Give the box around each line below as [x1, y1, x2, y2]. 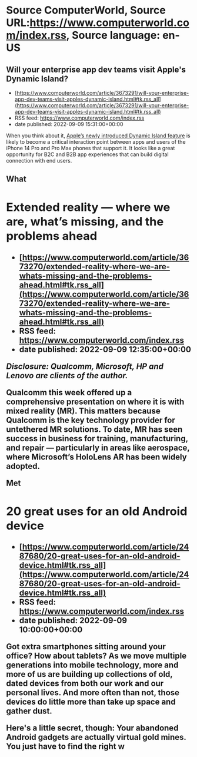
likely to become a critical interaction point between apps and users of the [6, 138, 186, 145]
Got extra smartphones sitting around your [6, 642, 166, 652]
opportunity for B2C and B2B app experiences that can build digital [6, 151, 169, 158]
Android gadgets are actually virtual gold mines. [6, 732, 186, 742]
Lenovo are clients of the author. [6, 371, 128, 381]
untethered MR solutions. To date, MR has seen [6, 424, 183, 434]
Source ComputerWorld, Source [6, 4, 166, 17]
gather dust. [6, 706, 53, 716]
